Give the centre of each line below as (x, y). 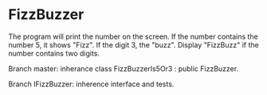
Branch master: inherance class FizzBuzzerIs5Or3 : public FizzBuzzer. (124, 68)
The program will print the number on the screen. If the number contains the (133, 36)
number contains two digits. (54, 53)
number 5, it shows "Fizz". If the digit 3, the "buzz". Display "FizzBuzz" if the (133, 44)
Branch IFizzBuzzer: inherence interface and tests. (91, 84)
